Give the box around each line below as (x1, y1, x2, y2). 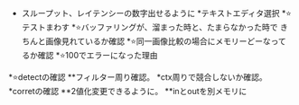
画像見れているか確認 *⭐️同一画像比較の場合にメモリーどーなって (45, 36, 286, 47)
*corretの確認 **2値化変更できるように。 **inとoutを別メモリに (8, 86, 248, 96)
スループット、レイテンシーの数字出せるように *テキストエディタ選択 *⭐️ (21, 8, 292, 18)
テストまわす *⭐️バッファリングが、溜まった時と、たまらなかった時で (21, 22, 278, 32)
